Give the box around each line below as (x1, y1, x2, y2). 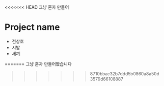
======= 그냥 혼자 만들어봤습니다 (4, 61, 72, 67)
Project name (4, 21, 60, 33)
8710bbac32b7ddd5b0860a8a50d (90, 70, 160, 77)
